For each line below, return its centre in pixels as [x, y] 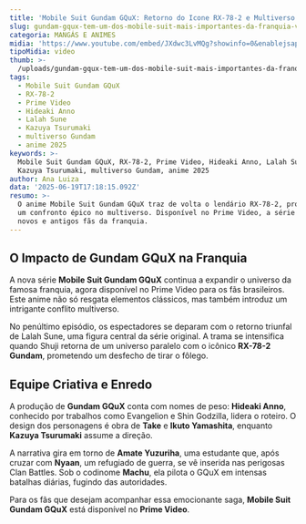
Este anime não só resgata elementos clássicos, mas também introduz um [148, 299]
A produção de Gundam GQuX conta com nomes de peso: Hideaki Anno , [148, 406]
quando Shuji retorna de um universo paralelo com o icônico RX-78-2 [140, 346]
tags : [20, 77]
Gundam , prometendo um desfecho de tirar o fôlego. [109, 355]
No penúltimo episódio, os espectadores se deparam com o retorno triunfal [151, 327]
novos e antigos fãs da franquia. [83, 221]
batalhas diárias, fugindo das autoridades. [88, 482]
